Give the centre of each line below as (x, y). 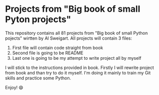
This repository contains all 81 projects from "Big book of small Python (77, 33)
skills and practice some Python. (38, 78)
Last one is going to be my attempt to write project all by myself (77, 58)
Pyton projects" (38, 19)
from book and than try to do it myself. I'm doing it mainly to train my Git (78, 72)
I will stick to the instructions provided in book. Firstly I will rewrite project (79, 68)
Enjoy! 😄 (14, 87)
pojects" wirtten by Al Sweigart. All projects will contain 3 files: (69, 38)
